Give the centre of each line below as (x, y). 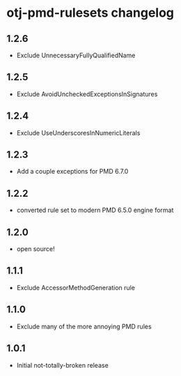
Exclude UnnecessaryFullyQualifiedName (76, 55)
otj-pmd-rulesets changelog (90, 13)
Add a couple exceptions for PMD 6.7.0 (72, 172)
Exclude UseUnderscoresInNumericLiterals (78, 133)
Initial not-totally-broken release (62, 365)
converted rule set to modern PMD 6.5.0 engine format (95, 210)
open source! (36, 249)
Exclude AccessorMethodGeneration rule (76, 287)
